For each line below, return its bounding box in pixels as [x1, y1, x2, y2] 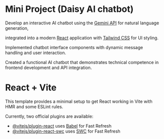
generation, [5, 25, 29, 31]
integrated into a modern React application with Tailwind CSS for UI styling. [5, 35, 159, 41]
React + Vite [5, 82, 57, 93]
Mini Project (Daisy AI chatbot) [5, 3, 134, 15]
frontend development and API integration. [5, 65, 92, 70]
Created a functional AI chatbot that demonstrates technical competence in [5, 59, 159, 65]
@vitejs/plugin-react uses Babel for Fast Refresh [12, 123, 112, 129]
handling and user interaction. [5, 50, 66, 56]
